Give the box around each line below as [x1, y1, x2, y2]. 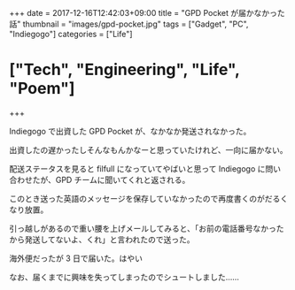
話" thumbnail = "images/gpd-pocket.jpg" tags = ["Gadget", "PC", [9, 19, 249, 29]
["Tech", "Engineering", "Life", [9, 60, 240, 80]
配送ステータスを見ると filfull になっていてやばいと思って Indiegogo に [9, 163, 266, 174]
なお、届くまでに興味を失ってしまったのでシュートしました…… [9, 271, 239, 282]
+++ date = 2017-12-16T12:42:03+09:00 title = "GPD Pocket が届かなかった [9, 8, 285, 18]
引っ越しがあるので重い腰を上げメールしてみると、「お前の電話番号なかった [9, 223, 285, 233]
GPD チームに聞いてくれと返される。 [55, 174, 190, 185]
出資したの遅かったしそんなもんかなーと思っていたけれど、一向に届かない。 [9, 144, 288, 155]
